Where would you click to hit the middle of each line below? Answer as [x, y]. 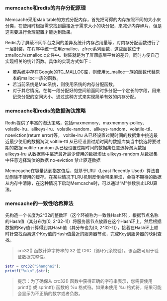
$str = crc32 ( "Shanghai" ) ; [33, 266]
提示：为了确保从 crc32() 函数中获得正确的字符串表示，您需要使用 [85, 281]
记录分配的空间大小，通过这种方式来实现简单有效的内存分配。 [76, 97]
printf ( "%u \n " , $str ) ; [28, 271]
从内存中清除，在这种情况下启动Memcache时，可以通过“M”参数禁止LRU [79, 183]
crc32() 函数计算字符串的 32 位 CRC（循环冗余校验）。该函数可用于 [86, 250]
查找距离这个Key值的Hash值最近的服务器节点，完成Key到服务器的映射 [85, 234]
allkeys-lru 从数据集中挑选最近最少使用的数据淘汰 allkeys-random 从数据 [79, 154]
